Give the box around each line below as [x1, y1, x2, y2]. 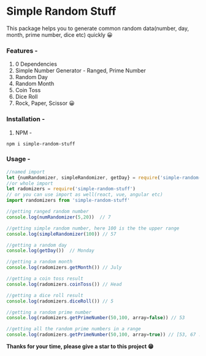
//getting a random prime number [6, 309, 92, 315]
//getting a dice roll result [6, 292, 84, 298]
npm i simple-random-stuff [6, 141, 75, 147]
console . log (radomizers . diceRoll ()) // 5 [6, 298, 114, 304]
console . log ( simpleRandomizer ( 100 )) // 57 [6, 231, 116, 237]
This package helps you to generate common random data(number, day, [6, 25, 189, 32]
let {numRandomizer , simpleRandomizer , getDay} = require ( [6, 174, 161, 180]
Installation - [6, 115, 45, 123]
